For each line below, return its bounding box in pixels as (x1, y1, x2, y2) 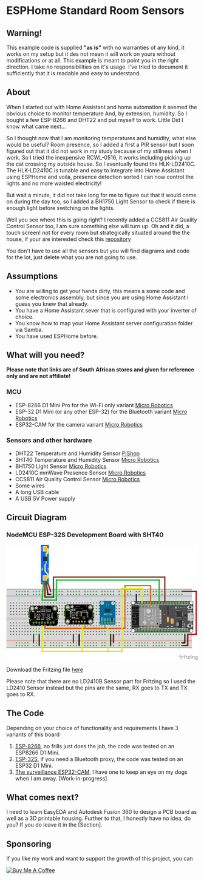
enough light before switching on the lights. (6, 204, 115, 211)
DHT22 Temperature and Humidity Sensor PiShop (15, 450, 140, 457)
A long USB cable (15, 489, 59, 496)
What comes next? (6, 792, 79, 802)
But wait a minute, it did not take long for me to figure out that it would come (6, 191, 197, 198)
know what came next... (6, 123, 66, 130)
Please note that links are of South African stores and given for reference (6, 366, 194, 373)
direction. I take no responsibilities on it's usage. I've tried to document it (6, 63, 188, 70)
